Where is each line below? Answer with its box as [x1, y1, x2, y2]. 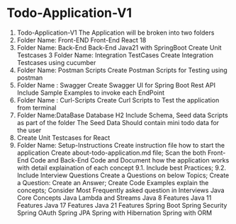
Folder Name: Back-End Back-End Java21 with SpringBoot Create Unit [16, 43, 222, 52]
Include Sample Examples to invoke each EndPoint [16, 88, 164, 97]
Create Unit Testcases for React [16, 133, 111, 142]
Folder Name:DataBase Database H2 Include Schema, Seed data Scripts [16, 111, 228, 119]
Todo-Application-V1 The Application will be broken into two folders [16, 28, 215, 37]
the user [16, 126, 42, 134]
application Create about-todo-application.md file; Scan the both [16, 148, 206, 157]
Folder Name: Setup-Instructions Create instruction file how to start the [16, 141, 225, 149]
